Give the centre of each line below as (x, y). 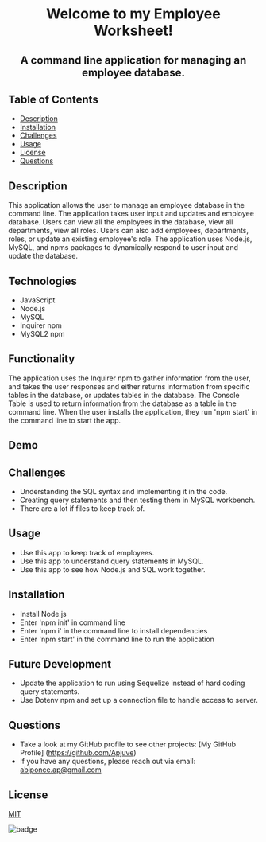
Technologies (43, 281)
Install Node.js (43, 614)
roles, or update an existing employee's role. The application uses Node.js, (130, 239)
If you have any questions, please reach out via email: (108, 762)
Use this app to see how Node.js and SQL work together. (112, 569)
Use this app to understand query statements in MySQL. (112, 561)
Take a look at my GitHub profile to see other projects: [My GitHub (128, 744)
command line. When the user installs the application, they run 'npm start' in (133, 411)
